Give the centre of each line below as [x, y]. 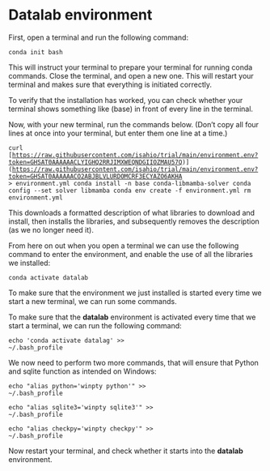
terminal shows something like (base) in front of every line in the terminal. [131, 109]
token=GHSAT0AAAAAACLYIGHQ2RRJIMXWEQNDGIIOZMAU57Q [95, 162]
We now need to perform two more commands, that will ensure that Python [133, 362]
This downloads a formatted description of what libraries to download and [132, 212]
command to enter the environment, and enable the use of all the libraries [131, 254]
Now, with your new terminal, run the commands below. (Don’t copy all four [134, 124]
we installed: [30, 263]
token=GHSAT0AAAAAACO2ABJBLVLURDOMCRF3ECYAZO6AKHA [95, 176]
